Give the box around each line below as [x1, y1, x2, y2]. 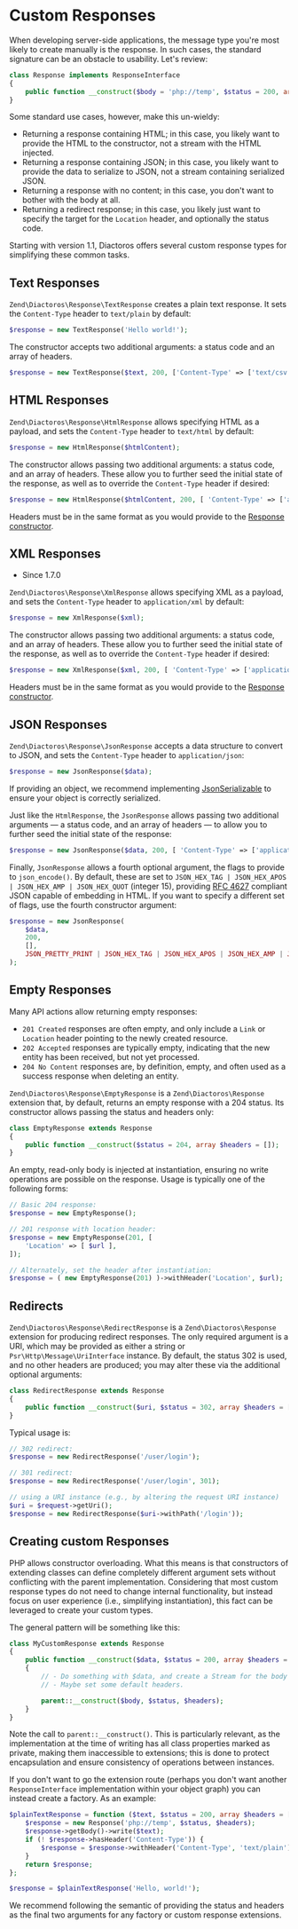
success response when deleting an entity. [21, 1071, 179, 1081]
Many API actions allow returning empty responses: [9, 1006, 198, 1016]
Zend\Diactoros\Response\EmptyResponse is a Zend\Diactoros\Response [9, 1087, 264, 1098]
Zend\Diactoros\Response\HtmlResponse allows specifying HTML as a [9, 416, 260, 427]
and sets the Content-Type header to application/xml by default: [9, 597, 245, 607]
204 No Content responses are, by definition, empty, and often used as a [21, 1061, 286, 1071]
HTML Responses [9, 392, 109, 408]
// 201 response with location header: [9, 1225, 157, 1234]
